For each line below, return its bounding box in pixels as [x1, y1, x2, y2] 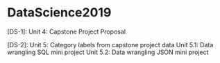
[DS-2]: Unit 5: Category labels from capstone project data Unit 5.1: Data [7, 40, 214, 49]
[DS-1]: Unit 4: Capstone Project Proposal [7, 27, 126, 36]
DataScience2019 [7, 5, 112, 21]
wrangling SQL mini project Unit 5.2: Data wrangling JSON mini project [7, 48, 209, 56]
